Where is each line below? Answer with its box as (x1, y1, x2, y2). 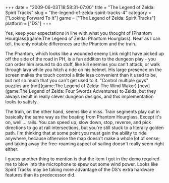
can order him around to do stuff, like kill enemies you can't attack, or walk (5, 62, 160, 67)
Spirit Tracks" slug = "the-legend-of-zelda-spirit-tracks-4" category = (5, 10, 151, 16)
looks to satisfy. (5, 99, 38, 105)
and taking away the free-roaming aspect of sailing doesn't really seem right (5, 141, 164, 147)
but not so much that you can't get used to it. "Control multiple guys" (5, 78, 149, 83)
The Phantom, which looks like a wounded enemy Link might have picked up (5, 50, 164, 56)
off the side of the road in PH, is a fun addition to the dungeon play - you (5, 56, 156, 62)
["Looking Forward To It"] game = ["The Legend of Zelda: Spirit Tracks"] (5, 15, 156, 21)
